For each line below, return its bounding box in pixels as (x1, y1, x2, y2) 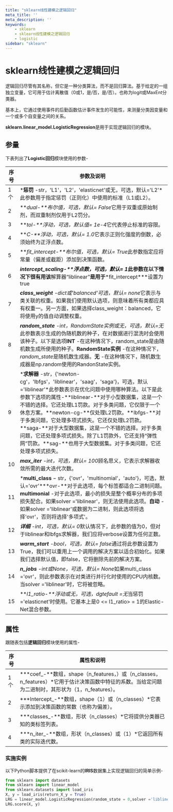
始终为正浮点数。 (25, 238, 67, 245)
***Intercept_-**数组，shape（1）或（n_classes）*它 (20, 696, 156, 703)
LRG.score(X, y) (5, 801, 40, 807)
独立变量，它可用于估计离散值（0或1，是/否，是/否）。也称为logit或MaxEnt (5, 89, 163, 95)
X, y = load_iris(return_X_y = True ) (5, 792, 86, 798)
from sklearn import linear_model (5, 783, 80, 788)
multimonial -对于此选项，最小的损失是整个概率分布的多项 (20, 490, 163, 497)
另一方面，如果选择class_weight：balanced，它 (45, 305, 161, 312)
